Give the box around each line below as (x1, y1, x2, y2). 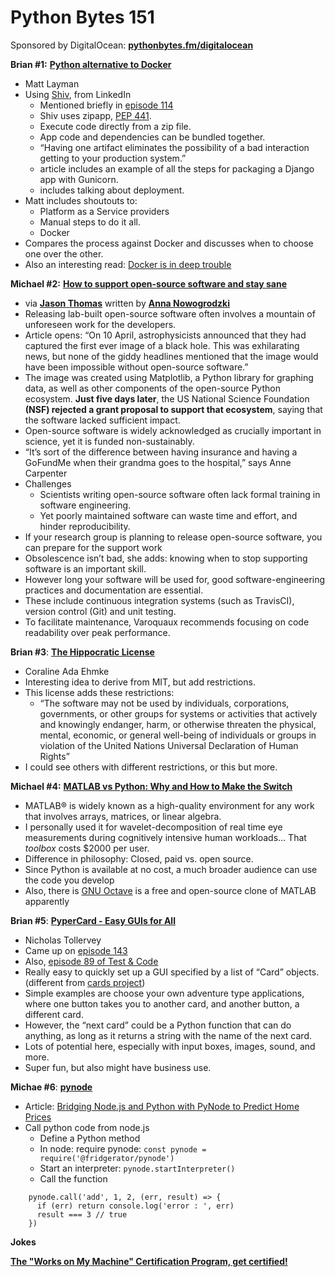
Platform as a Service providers (39, 205, 170, 217)
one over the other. (24, 247, 104, 260)
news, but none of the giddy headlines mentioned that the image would (24, 350, 319, 362)
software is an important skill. (24, 562, 147, 575)
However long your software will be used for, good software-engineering (24, 573, 326, 585)
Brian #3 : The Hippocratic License (10, 646, 155, 658)
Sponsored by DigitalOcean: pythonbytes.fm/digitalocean (10, 39, 254, 51)
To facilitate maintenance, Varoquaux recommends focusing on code (24, 616, 310, 628)
